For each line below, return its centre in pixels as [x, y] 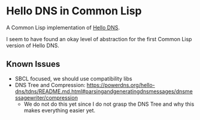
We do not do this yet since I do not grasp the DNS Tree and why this [109, 104]
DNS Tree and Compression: [50, 85]
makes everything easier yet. [60, 110]
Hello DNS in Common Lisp [74, 11]
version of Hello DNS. [33, 45]
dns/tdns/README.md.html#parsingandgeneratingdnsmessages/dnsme [104, 91]
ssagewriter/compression [46, 97]
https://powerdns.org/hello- [121, 85]
